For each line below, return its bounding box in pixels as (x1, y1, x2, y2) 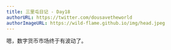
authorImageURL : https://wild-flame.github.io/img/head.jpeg (6, 20, 166, 26)
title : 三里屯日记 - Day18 (6, 8, 70, 15)
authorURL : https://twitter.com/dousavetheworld (6, 14, 133, 20)
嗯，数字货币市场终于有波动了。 (6, 37, 87, 45)
